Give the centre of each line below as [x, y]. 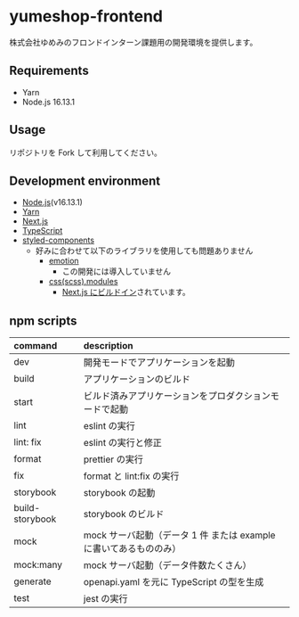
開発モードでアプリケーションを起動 [159, 363]
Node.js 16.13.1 [48, 102]
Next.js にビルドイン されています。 [126, 292]
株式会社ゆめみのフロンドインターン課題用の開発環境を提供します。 [133, 42]
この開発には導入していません [117, 271]
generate [32, 581]
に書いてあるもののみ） [132, 548]
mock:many [38, 565]
